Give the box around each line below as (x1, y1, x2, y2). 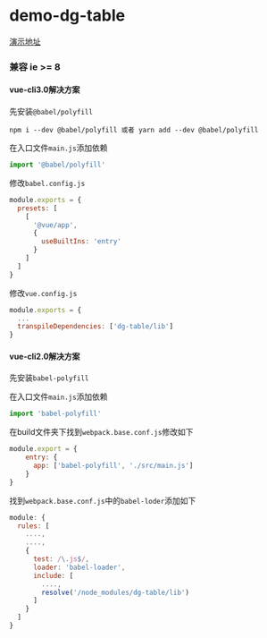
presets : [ (17, 203, 58, 213)
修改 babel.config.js (9, 177, 86, 188)
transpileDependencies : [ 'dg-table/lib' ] (17, 322, 174, 331)
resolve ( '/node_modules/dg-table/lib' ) (41, 588, 190, 597)
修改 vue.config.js (9, 287, 78, 298)
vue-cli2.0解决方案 (9, 351, 80, 362)
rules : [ (17, 521, 50, 531)
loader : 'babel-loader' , (32, 563, 126, 572)
